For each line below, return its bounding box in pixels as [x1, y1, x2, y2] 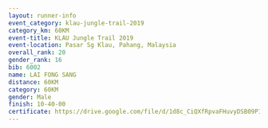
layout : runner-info [8, 11, 77, 20]
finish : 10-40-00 [8, 100, 66, 108]
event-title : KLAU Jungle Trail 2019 [8, 33, 134, 42]
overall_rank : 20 [8, 48, 66, 56]
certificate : [8, 108, 52, 116]
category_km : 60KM [8, 26, 69, 34]
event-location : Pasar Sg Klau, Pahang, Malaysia [8, 41, 177, 49]
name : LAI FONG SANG [8, 71, 77, 79]
